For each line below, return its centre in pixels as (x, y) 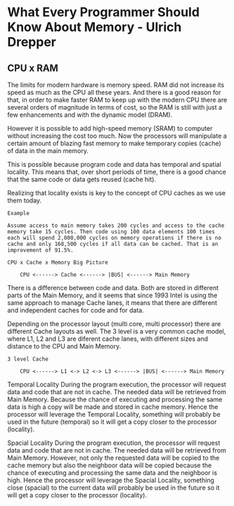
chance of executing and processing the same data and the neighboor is (112, 473)
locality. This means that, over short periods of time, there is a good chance (117, 172)
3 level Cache (28, 359)
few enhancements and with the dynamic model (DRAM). (90, 115)
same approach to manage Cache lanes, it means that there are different (112, 303)
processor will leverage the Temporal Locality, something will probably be (114, 414)
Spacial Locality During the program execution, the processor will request (114, 443)
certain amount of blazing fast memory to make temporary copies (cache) (114, 143)
